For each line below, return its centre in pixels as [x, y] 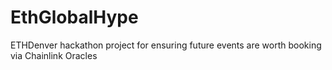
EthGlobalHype [74, 17]
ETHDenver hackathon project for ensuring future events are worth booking [166, 45]
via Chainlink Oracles [54, 55]
